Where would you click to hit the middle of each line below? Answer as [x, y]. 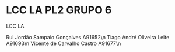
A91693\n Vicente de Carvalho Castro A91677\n [64, 43]
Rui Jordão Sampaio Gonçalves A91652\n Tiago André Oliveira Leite [88, 37]
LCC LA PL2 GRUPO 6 [59, 10]
